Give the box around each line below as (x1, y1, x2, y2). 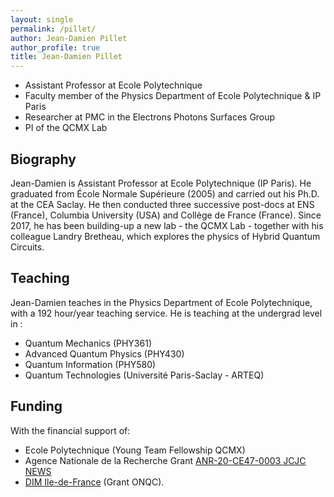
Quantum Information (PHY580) (24, 358, 157, 370)
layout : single (10, 14, 74, 25)
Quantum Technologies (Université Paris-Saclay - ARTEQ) (24, 369, 265, 381)
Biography (10, 151, 77, 168)
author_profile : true (10, 42, 101, 53)
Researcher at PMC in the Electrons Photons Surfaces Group (24, 111, 276, 123)
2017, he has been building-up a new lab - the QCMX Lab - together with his (10, 219, 324, 231)
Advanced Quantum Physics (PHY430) (24, 347, 185, 360)
